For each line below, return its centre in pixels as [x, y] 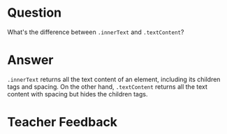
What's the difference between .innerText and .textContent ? [96, 32]
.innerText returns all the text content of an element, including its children [114, 79]
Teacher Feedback [62, 122]
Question [34, 13]
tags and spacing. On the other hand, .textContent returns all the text [108, 86]
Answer [30, 60]
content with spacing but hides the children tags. [78, 94]
